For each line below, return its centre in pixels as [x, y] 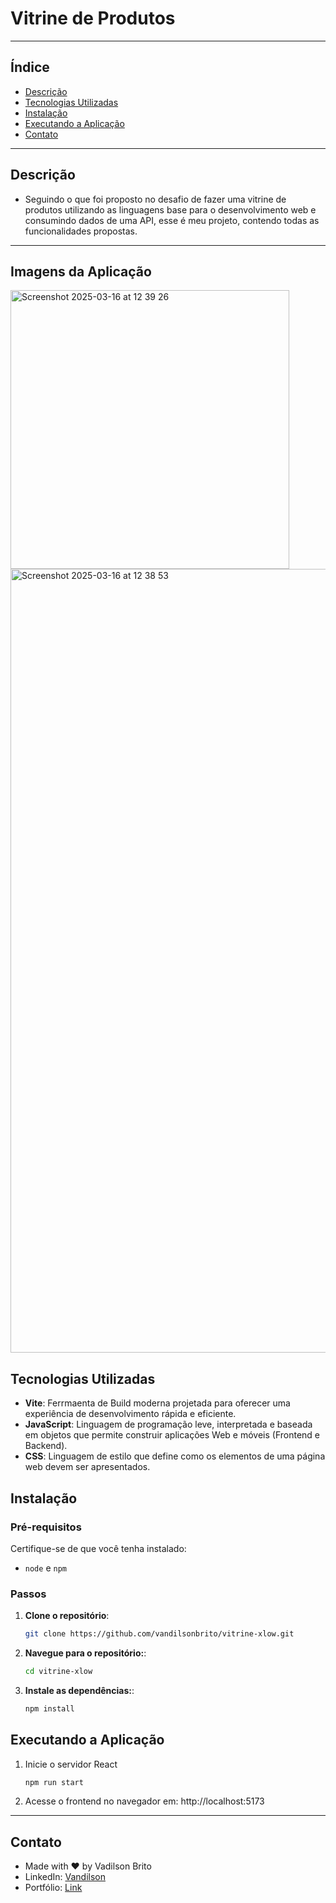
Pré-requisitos [46, 1527]
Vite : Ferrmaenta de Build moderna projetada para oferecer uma [157, 1403]
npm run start [54, 1782]
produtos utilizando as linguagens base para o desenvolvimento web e [170, 209]
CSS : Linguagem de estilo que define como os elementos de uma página [175, 1456]
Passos [28, 1594]
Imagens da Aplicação [81, 271]
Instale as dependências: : [79, 1690]
